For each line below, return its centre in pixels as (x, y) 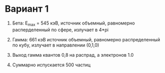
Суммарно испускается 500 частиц (51, 65)
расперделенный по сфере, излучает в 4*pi (60, 30)
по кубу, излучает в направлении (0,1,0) (56, 45)
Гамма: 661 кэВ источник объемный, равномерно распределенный (86, 39)
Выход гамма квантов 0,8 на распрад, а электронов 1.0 (73, 55)
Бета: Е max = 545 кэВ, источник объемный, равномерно (74, 23)
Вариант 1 (27, 9)
